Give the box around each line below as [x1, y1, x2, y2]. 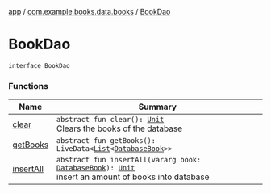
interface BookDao [8, 61, 70, 69]
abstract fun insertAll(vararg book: [56, 155, 202, 165]
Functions [8, 80, 48, 91]
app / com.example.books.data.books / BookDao [8, 7, 171, 16]
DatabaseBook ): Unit [56, 163, 135, 173]
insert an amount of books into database [56, 171, 210, 183]
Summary [138, 101, 177, 112]
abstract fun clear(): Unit [56, 115, 165, 124]
